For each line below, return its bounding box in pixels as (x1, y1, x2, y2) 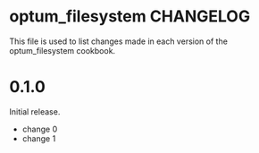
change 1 (21, 132, 56, 144)
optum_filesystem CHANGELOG (9, 6, 251, 27)
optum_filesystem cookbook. (9, 45, 116, 55)
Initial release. (9, 106, 61, 117)
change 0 (21, 123, 58, 134)
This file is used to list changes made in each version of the (9, 36, 228, 47)
